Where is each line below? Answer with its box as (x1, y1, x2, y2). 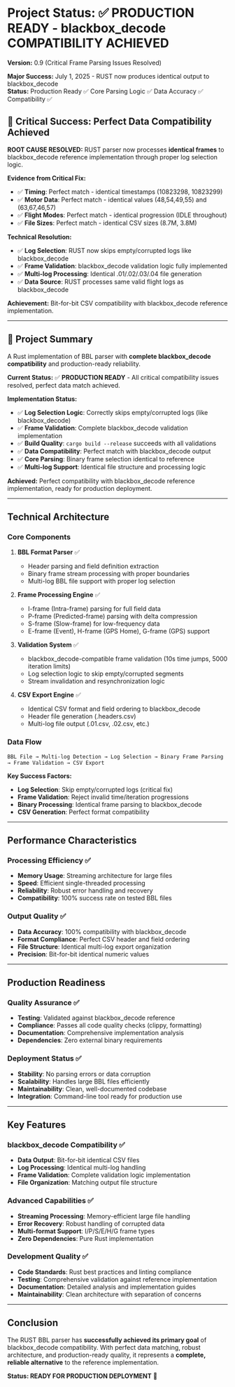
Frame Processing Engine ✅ (17, 591, 101, 599)
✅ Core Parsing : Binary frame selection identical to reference (17, 454, 195, 463)
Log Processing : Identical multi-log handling (17, 1164, 146, 1172)
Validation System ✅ (17, 640, 79, 649)
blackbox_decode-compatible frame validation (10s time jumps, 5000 (27, 655, 228, 663)
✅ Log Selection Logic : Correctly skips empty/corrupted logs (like (17, 408, 208, 416)
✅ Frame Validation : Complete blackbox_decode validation (17, 423, 189, 432)
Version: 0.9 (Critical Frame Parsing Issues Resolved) (7, 58, 162, 67)
